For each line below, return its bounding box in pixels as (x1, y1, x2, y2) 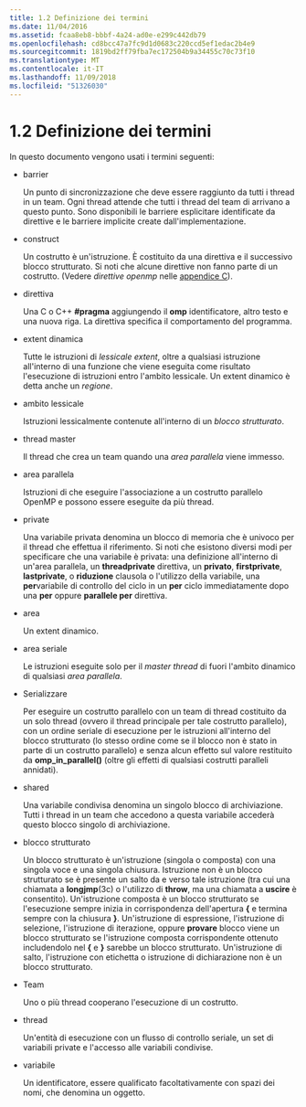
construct (22, 233, 59, 244)
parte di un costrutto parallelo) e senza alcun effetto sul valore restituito (22, 744, 292, 755)
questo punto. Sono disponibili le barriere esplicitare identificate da (22, 206, 276, 217)
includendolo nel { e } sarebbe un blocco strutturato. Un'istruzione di (22, 942, 283, 953)
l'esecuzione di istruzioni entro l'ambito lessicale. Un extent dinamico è (22, 370, 290, 381)
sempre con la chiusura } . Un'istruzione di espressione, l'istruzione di (22, 912, 285, 923)
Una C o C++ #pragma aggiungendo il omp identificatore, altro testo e (22, 305, 289, 316)
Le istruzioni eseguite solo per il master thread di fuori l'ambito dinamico (22, 660, 296, 672)
